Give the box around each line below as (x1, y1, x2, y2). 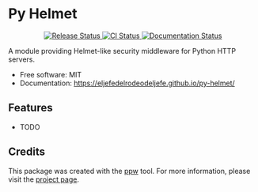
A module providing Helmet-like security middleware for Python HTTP (8, 46, 236, 55)
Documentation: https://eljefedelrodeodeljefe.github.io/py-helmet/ (19, 78, 235, 88)
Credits (8, 145, 46, 159)
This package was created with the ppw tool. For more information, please (8, 166, 251, 175)
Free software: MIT (19, 70, 82, 79)
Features (8, 101, 53, 115)
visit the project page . (8, 175, 79, 184)
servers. (8, 55, 36, 64)
